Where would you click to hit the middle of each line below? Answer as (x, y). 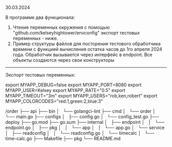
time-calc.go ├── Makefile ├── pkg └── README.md (63, 139)
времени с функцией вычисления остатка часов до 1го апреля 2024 (87, 49)
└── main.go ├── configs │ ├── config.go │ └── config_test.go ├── (82, 117)
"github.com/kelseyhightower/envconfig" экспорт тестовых (76, 33)
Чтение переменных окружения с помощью (61, 27)
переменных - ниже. (35, 38)
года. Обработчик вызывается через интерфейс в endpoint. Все (82, 54)
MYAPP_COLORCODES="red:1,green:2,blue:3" (54, 101)
